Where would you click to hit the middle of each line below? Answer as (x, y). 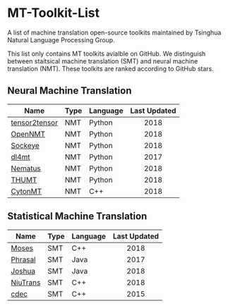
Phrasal (23, 259)
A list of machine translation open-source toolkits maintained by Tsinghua (114, 32)
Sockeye (25, 145)
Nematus (26, 168)
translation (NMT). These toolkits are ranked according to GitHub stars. (110, 68)
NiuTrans (26, 282)
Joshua (23, 271)
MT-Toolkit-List (54, 13)
